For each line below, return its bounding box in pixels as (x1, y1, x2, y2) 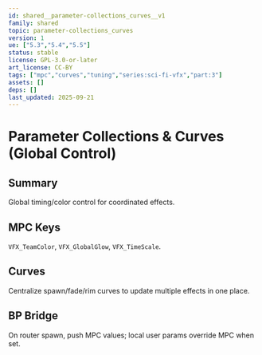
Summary (8, 176, 58, 190)
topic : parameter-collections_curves (8, 26, 134, 34)
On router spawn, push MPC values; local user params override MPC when (8, 330, 255, 340)
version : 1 (8, 34, 45, 42)
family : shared (8, 19, 59, 27)
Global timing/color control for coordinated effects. (8, 197, 175, 207)
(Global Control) (8, 144, 117, 163)
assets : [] (8, 78, 45, 86)
